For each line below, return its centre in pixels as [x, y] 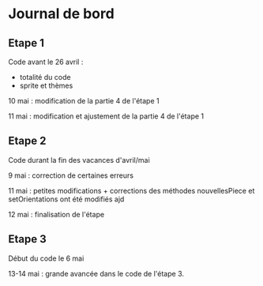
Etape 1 [26, 43]
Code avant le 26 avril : [46, 62]
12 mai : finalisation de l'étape [56, 214]
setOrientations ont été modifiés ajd [66, 199]
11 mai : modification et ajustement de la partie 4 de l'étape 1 [106, 116]
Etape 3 [28, 239]
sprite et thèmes [46, 85]
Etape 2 [27, 141]
